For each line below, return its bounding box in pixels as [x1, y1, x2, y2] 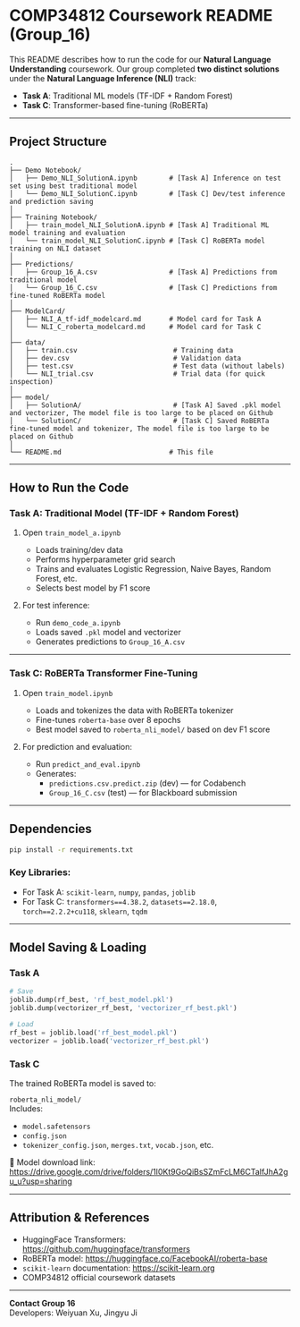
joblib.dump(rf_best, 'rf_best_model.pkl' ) [9, 995, 174, 1005]
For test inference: [21, 600, 90, 611]
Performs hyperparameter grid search [35, 554, 176, 565]
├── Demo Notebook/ [9, 166, 82, 174]
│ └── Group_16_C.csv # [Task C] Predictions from [9, 283, 278, 292]
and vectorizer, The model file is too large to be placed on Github [9, 408, 274, 417]
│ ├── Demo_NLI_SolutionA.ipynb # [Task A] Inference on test [9, 174, 281, 183]
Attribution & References [9, 1210, 150, 1226]
